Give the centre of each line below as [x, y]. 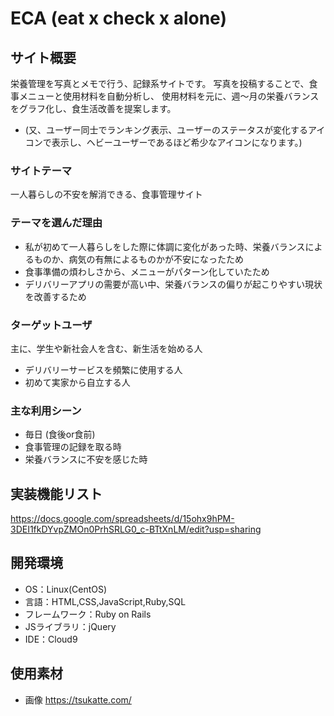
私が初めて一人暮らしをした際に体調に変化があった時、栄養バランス [165, 246]
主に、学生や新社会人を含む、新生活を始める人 [106, 348]
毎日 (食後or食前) [60, 434]
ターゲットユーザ [51, 325]
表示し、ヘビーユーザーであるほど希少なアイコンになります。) [177, 142]
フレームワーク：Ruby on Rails [88, 614]
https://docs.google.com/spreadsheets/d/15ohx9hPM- [122, 518]
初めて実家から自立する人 [77, 382]
